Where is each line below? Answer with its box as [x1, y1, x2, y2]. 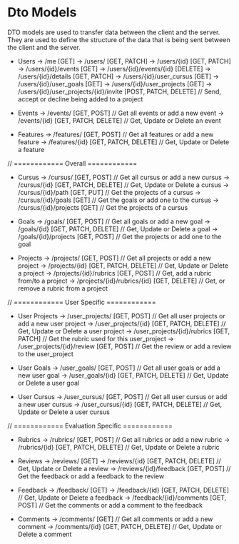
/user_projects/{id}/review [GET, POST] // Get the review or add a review [17, 342, 232, 351]
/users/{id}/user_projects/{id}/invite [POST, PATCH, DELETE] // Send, [17, 87, 222, 96]
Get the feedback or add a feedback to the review [17, 472, 165, 480]
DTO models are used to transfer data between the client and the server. [7, 28, 220, 36]
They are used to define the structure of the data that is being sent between [7, 35, 230, 44]
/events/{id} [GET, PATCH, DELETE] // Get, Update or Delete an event [17, 116, 221, 125]
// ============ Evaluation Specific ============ [7, 421, 173, 430]
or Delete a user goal [17, 378, 80, 387]
